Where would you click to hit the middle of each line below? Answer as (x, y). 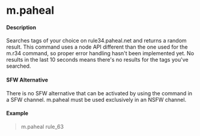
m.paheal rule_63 (42, 126)
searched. (19, 66)
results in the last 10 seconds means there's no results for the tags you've (97, 60)
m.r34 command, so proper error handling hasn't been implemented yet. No (100, 53)
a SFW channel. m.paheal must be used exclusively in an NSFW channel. (96, 99)
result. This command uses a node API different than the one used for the (97, 47)
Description (21, 27)
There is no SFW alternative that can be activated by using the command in (99, 93)
